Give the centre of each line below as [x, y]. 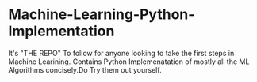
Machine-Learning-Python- [102, 15]
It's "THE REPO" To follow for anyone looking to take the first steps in [121, 53]
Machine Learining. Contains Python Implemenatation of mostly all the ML [129, 61]
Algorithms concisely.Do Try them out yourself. [85, 69]
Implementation [61, 31]
